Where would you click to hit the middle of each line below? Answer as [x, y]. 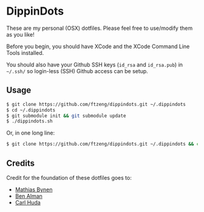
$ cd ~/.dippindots [31, 110]
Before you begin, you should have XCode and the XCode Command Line [98, 46]
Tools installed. [25, 52]
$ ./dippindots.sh [29, 121]
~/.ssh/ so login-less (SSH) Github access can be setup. [77, 71]
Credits [21, 163]
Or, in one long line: [31, 133]
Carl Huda [28, 202]
